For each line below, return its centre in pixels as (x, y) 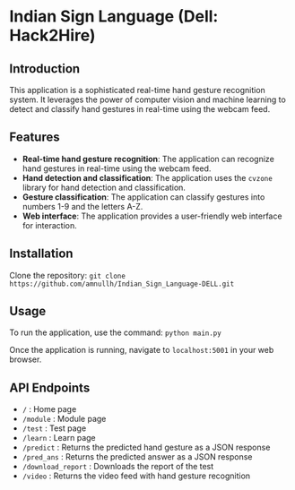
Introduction (45, 69)
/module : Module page (64, 419)
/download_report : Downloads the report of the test (118, 467)
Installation (41, 254)
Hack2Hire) (52, 35)
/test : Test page (54, 428)
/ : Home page (49, 409)
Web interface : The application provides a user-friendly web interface (152, 216)
